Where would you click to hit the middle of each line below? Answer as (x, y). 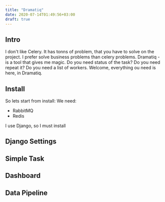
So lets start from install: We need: (41, 101)
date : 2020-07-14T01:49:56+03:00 (40, 15)
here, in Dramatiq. (24, 73)
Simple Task (25, 159)
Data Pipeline (26, 193)
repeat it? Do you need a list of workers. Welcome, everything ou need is (80, 68)
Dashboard (23, 176)
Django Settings (31, 141)
